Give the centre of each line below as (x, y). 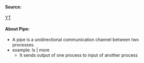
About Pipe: (17, 29)
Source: (13, 7)
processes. (24, 45)
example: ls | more (31, 50)
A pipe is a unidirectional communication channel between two (75, 40)
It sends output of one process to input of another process (79, 55)
